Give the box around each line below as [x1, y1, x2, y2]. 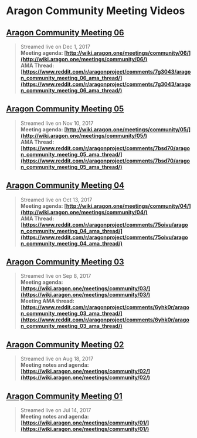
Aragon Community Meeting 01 [6, 391, 123, 401]
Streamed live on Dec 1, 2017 [20, 43, 91, 50]
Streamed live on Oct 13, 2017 [20, 196, 93, 203]
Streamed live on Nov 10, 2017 [20, 120, 94, 127]
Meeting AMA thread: [20, 297, 74, 304]
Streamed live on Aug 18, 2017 [20, 355, 94, 363]
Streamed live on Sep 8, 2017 [20, 273, 91, 280]
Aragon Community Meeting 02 [6, 340, 124, 350]
